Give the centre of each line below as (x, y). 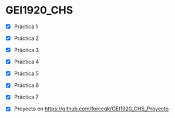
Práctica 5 (26, 73)
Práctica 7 (26, 97)
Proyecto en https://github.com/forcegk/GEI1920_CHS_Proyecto (91, 109)
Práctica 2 (26, 38)
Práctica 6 (26, 85)
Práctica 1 (26, 26)
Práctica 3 (26, 50)
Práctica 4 (26, 62)
